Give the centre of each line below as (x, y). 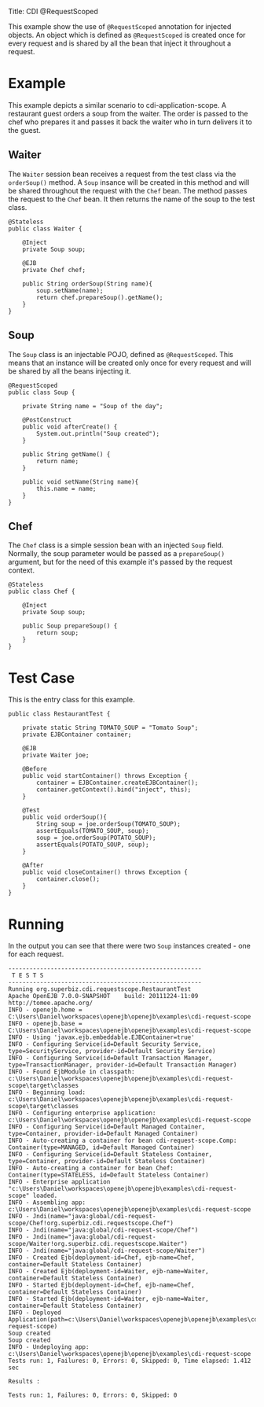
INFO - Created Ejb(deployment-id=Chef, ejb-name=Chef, (101, 1258)
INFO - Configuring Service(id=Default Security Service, (105, 1044)
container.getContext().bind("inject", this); (114, 790)
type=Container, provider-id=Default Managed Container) (103, 1134)
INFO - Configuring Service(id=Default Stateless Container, (110, 1155)
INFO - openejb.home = (45, 1010)
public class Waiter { (45, 228)
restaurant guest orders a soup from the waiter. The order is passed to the (128, 113)
